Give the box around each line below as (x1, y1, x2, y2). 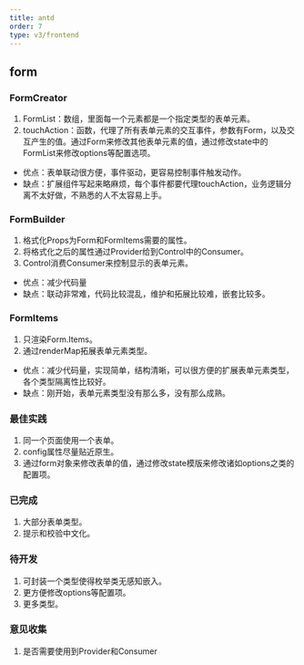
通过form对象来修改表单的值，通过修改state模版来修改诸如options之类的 (22, 457, 295, 468)
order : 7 (9, 22, 43, 31)
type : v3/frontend (9, 30, 79, 39)
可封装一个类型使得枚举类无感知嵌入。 (22, 576, 167, 587)
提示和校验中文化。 (22, 528, 96, 539)
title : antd (9, 13, 55, 23)
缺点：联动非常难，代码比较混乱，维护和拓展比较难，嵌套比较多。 (22, 288, 270, 299)
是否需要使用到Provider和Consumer (22, 645, 157, 657)
